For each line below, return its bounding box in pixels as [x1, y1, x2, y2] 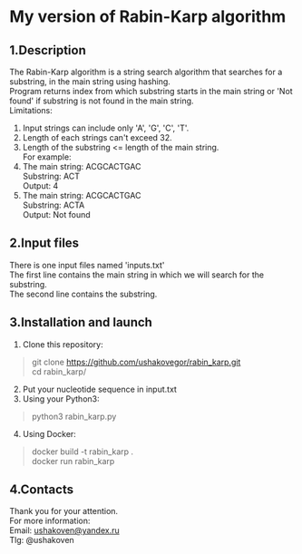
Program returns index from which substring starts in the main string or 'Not [9, 86, 293, 96]
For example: [22, 151, 72, 162]
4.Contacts [9, 482, 74, 498]
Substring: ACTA [22, 199, 85, 210]
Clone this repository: [22, 338, 103, 350]
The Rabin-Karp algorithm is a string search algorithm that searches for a [9, 66, 283, 77]
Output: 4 [22, 180, 59, 191]
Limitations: [9, 105, 53, 115]
